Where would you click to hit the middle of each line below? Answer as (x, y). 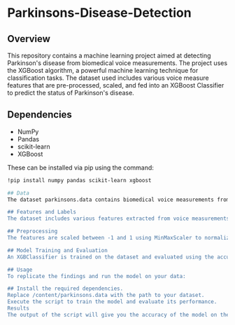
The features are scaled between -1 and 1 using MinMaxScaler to (104, 238)
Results (19, 309)
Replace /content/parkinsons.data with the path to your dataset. (106, 296)
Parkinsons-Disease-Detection (99, 13)
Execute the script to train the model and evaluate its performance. (112, 302)
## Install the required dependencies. (65, 289)
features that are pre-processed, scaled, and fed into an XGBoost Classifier (116, 85)
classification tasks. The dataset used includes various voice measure (108, 78)
